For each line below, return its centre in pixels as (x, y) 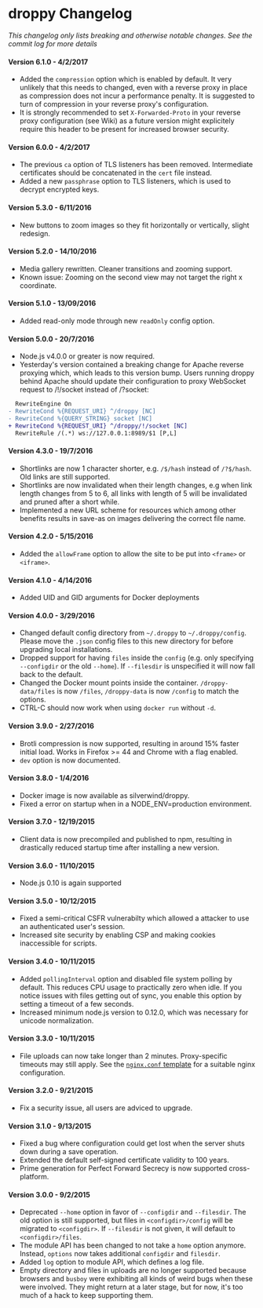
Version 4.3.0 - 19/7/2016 (51, 451)
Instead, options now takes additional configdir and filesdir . (120, 1254)
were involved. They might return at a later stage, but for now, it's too (131, 1287)
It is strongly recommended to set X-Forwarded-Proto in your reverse (130, 113)
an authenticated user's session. (72, 927)
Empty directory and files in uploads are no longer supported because (133, 1270)
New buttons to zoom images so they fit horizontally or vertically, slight (134, 225)
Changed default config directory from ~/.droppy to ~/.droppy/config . (133, 633)
